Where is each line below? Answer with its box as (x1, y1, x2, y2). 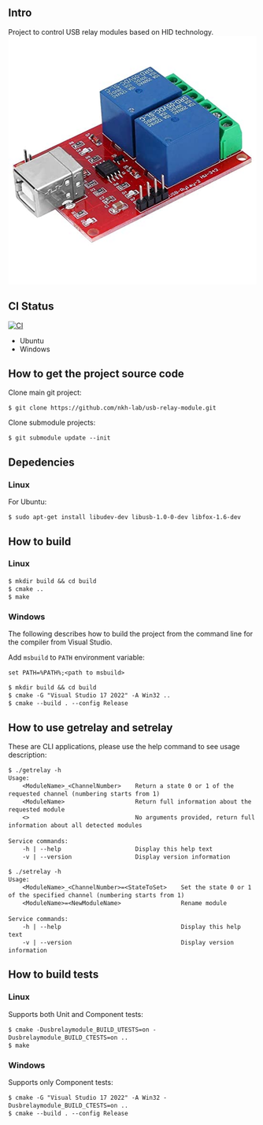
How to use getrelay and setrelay (8, 721, 173, 734)
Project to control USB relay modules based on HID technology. (8, 27, 214, 36)
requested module (8, 805, 65, 814)
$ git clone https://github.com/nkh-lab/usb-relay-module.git (8, 404, 217, 412)
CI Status (8, 299, 54, 314)
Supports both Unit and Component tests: (8, 1009, 143, 1019)
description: (8, 750, 47, 759)
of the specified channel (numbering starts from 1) (8, 891, 185, 899)
